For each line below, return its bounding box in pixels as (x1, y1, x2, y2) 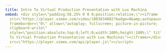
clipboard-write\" (9, 26, 48, 31)
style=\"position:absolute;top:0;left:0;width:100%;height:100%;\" (9, 30, 152, 35)
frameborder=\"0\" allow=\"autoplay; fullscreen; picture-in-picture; (9, 21, 158, 26)
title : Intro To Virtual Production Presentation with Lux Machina (5, 7, 147, 12)
